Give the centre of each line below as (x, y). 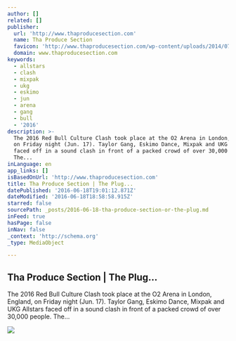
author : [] (23, 14)
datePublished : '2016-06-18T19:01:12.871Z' (72, 191)
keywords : (22, 60)
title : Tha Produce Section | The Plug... (70, 184)
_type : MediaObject (36, 243)
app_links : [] (28, 170)
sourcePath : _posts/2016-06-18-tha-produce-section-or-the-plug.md (108, 210)
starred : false (29, 204)
